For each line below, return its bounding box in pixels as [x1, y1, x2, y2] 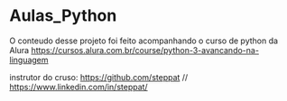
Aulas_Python [9, 5, 117, 26]
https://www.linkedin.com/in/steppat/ [9, 81, 148, 92]
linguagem [9, 54, 49, 65]
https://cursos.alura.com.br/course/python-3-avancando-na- [31, 44, 260, 55]
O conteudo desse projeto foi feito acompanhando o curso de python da [9, 35, 278, 46]
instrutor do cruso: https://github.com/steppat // [9, 71, 189, 82]
